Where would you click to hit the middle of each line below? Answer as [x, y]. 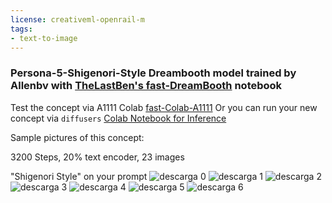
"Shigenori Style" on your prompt [79, 176]
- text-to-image [44, 38]
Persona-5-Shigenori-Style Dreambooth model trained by [153, 73]
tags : [21, 29]
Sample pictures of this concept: [77, 137]
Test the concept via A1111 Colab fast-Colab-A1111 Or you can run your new [164, 107]
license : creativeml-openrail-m [77, 19]
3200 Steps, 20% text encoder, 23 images [97, 157]
